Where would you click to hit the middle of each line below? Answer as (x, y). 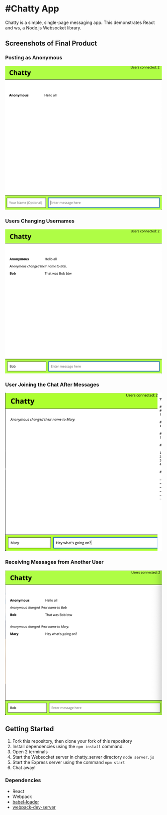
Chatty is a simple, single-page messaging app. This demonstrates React (80, 22)
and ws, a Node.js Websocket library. (43, 27)
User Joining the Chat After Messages (52, 385)
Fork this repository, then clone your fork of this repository (72, 741)
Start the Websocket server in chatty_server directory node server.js (83, 757)
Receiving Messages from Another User (54, 562)
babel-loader (26, 802)
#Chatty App (32, 9)
